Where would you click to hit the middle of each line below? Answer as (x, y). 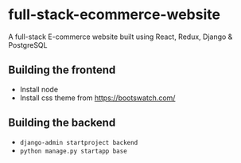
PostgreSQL (28, 45)
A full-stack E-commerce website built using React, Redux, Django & (120, 37)
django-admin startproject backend (79, 142)
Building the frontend (62, 70)
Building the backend (62, 123)
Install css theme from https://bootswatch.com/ (97, 98)
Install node (39, 89)
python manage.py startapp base (73, 151)
